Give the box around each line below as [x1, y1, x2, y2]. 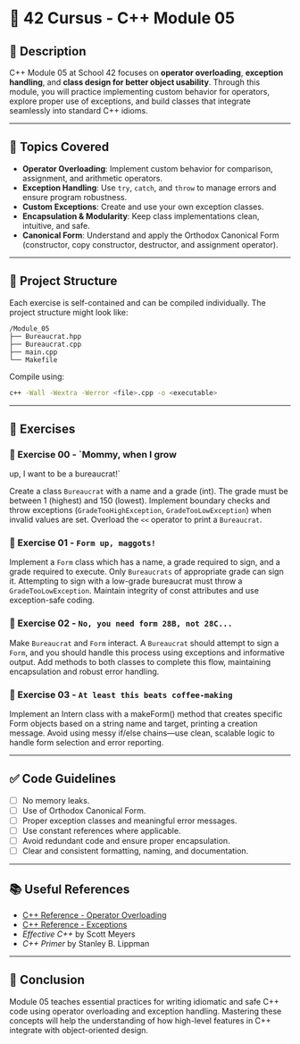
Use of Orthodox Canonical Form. [21, 804, 146, 816]
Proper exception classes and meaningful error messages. [21, 815, 238, 826]
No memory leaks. [21, 795, 90, 805]
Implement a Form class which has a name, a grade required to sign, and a [9, 557, 281, 568]
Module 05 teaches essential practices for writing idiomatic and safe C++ [9, 996, 279, 1006]
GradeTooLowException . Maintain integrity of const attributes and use [9, 585, 259, 596]
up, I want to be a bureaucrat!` [9, 468, 121, 479]
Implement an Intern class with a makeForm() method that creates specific [9, 709, 283, 720]
